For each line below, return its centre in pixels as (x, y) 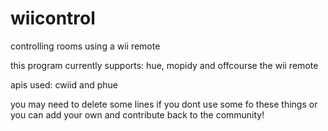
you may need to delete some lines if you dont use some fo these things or (164, 104)
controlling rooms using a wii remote (85, 46)
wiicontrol (53, 18)
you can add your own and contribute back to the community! (137, 114)
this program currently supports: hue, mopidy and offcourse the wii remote (164, 65)
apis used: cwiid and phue (64, 84)
